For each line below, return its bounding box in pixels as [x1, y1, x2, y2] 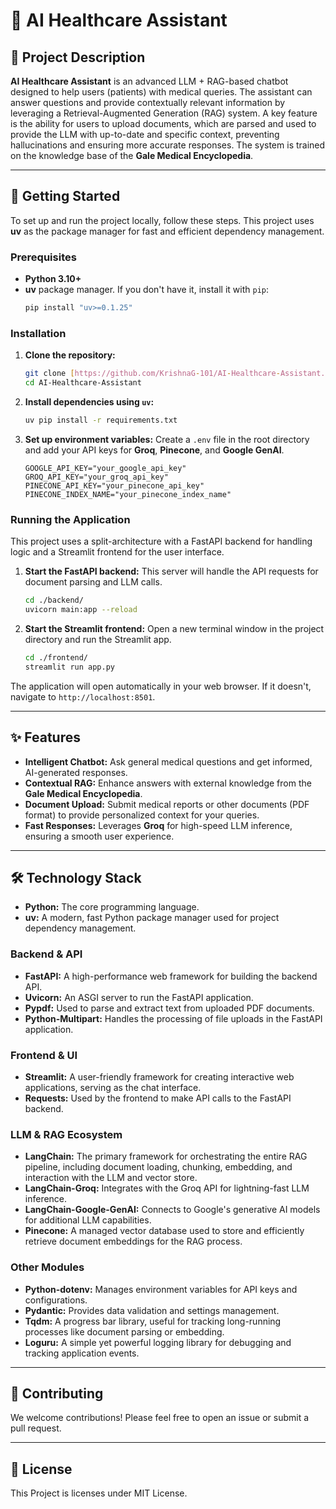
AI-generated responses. [24, 766, 128, 778]
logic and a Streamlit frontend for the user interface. [10, 546, 225, 558]
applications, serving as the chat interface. [24, 1081, 202, 1093]
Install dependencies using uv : [24, 396, 155, 408]
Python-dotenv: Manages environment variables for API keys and [24, 1283, 298, 1295]
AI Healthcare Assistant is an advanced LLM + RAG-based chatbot [10, 75, 289, 87]
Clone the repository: [24, 349, 116, 361]
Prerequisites [10, 250, 77, 264]
